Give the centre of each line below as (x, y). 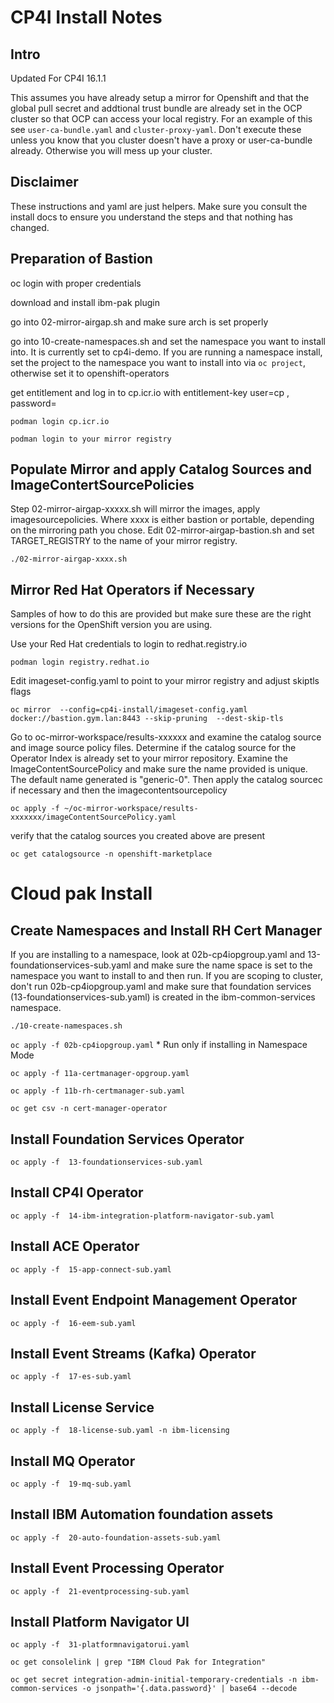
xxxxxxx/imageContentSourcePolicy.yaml (93, 817)
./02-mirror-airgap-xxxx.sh (69, 559)
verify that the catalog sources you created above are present (138, 836)
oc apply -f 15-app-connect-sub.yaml (91, 1269)
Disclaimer (44, 182)
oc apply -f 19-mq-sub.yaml (71, 1484)
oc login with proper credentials (76, 283)
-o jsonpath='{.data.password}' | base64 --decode (189, 1689)
